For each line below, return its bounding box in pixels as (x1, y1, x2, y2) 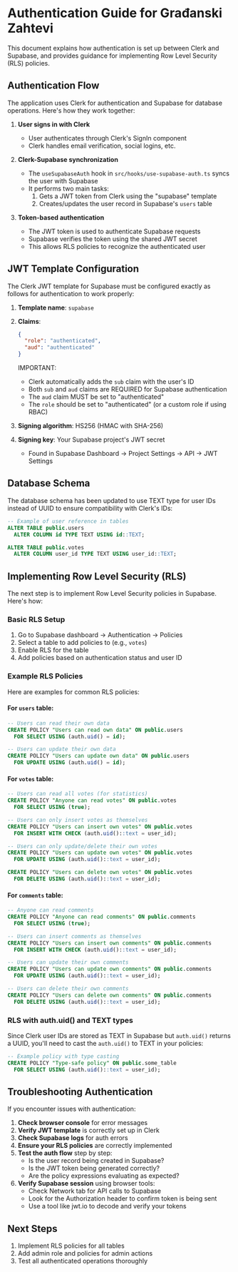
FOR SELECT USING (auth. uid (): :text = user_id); (14, 1066, 161, 1073)
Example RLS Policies (7, 671, 83, 681)
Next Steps (7, 1222, 58, 1235)
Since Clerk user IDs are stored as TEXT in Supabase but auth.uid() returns (7, 1031, 232, 1039)
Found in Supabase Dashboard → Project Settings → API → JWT (28, 449, 218, 458)
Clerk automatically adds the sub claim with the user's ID (28, 377, 195, 386)
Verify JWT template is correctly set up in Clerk (17, 1126, 160, 1135)
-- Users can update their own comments (7, 959, 130, 966)
